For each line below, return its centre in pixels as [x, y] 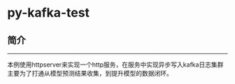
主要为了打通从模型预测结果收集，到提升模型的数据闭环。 [90, 73]
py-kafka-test [48, 13]
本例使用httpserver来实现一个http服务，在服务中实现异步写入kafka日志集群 [115, 65]
